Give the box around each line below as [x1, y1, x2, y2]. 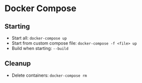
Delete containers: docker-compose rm [11, 72, 87, 78]
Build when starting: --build [11, 46, 69, 51]
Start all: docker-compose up [11, 35, 67, 41]
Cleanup [4, 59, 31, 68]
